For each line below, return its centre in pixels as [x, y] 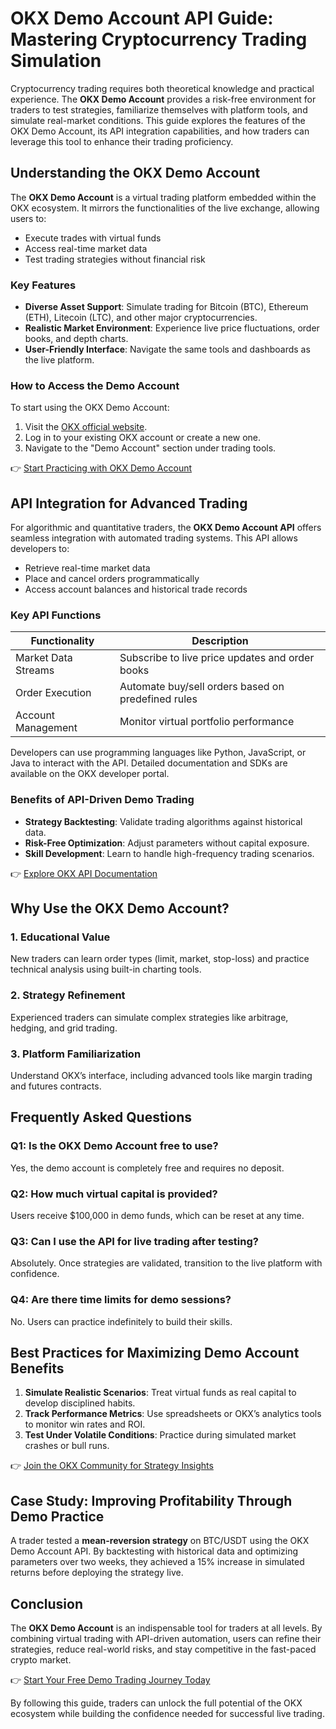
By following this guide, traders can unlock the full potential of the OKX [156, 1703]
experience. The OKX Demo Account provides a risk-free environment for [163, 99]
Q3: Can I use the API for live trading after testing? [134, 1241]
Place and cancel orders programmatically [112, 579]
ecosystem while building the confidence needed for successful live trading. [167, 1714]
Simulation [56, 61]
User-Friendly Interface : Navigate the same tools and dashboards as [167, 349]
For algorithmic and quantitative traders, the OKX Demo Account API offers [166, 528]
